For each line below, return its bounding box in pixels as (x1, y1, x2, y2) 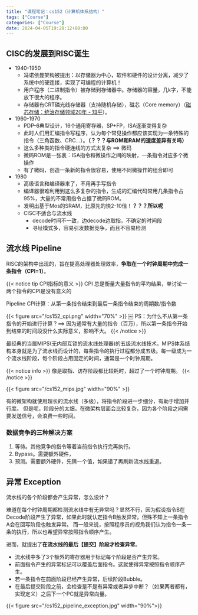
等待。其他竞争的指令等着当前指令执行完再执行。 (14, 443, 134, 450)
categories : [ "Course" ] (6, 19, 65, 25)
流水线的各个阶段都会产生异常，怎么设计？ (6, 493, 110, 500)
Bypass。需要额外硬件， (14, 450, 75, 458)
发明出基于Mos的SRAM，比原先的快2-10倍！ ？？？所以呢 (23, 202, 163, 210)
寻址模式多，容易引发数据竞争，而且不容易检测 (32, 224, 146, 232)
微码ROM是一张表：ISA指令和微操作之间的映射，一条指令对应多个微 (23, 152, 189, 159)
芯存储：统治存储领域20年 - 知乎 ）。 (23, 109, 111, 116)
